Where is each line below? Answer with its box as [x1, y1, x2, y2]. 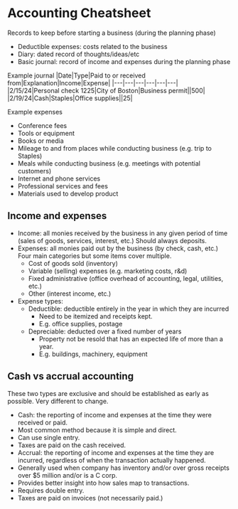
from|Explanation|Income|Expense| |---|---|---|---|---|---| [7, 78, 179, 87]
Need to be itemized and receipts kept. [38, 311, 153, 321]
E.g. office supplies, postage [38, 319, 123, 328]
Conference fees [17, 121, 67, 129]
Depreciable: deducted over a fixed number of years [28, 327, 182, 336]
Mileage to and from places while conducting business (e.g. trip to [17, 144, 212, 152]
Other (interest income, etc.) [28, 289, 112, 298]
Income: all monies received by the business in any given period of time [17, 229, 228, 237]
